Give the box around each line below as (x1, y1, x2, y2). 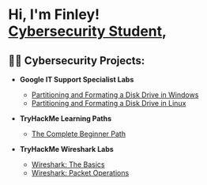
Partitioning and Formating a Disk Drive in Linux (31, 99, 186, 108)
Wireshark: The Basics (31, 160, 105, 169)
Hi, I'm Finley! (8, 6, 100, 24)
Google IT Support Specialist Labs (19, 75, 134, 84)
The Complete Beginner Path (31, 129, 126, 138)
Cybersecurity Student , (8, 22, 167, 40)
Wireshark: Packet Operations (31, 168, 130, 177)
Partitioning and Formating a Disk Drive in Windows (31, 90, 199, 100)
